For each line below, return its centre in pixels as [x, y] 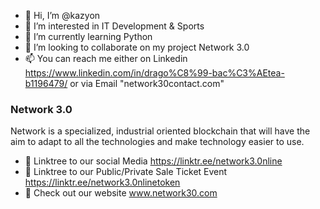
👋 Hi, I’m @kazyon [62, 15]
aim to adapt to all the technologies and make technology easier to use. [157, 142]
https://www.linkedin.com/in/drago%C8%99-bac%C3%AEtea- [154, 73]
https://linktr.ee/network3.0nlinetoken [102, 182]
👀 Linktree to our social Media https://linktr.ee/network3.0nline [153, 161]
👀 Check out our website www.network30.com [121, 193]
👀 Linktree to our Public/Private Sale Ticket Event [126, 172]
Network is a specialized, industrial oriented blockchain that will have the [160, 131]
